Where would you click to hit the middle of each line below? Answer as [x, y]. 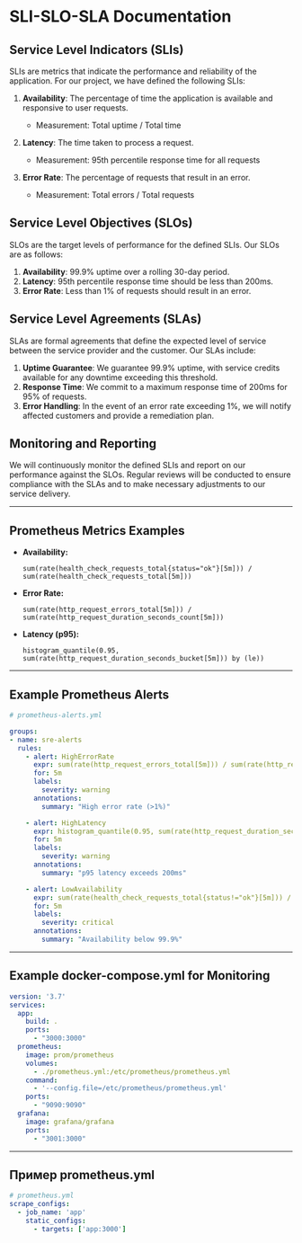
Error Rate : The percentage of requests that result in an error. [136, 178]
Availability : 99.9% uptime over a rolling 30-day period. [126, 271]
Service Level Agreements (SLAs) [106, 320]
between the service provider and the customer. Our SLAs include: [133, 350]
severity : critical [78, 923]
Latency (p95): [50, 635]
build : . [42, 1022]
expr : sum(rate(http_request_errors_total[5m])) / [130, 765]
